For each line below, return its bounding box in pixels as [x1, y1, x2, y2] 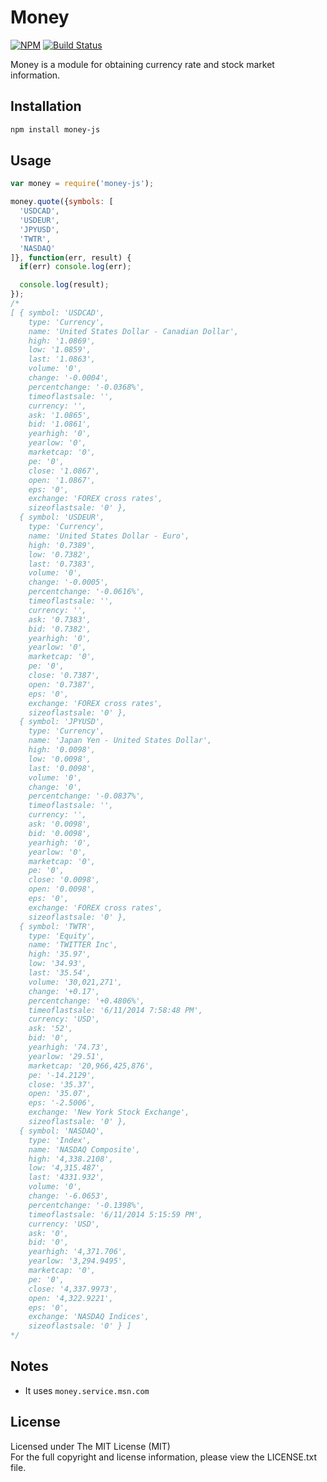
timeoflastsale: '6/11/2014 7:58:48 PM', [28, 1005, 203, 1015]
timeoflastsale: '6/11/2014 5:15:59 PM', [28, 1209, 203, 1220]
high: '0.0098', [28, 745, 97, 755]
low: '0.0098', [28, 754, 92, 764]
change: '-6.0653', [28, 1191, 110, 1201]
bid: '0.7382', [28, 624, 92, 634]
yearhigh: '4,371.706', [28, 1247, 128, 1257]
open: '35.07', [28, 1089, 92, 1099]
